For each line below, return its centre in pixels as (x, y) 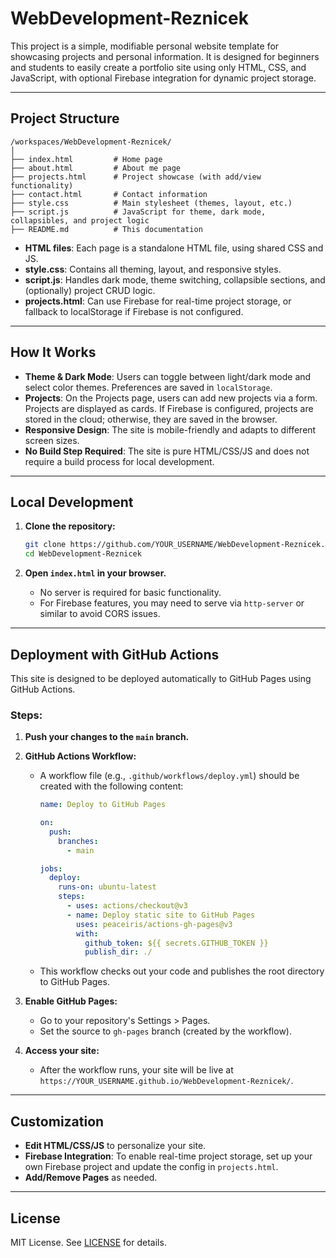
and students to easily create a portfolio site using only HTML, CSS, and (158, 67)
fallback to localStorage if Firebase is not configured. (134, 311)
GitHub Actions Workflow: (80, 756)
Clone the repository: (70, 526)
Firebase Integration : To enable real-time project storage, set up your (168, 1156)
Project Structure (65, 118)
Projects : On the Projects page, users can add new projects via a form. (171, 398)
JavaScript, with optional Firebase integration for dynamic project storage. (163, 78)
